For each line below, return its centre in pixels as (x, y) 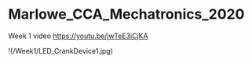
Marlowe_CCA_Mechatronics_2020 (126, 14)
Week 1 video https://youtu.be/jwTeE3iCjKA (78, 36)
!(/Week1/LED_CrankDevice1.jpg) (61, 51)
